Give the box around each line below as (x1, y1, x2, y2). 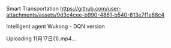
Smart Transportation (6, 5, 59, 12)
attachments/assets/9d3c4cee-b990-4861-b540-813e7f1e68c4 (6, 11, 165, 18)
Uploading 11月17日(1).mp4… (6, 35, 76, 42)
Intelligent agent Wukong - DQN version (6, 23, 105, 30)
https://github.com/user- (59, 5, 121, 12)
